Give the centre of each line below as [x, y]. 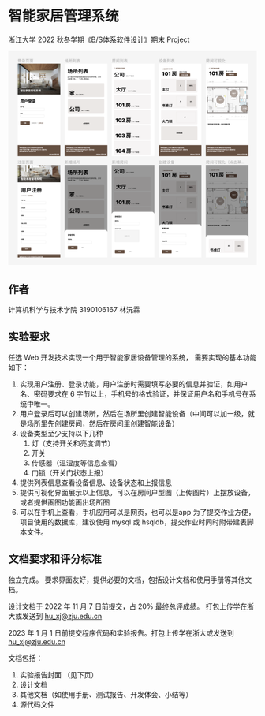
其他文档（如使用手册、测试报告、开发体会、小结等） [106, 694]
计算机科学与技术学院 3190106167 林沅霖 [74, 309]
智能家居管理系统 [64, 16]
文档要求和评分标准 [55, 559]
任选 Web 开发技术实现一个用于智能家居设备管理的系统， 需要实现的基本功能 [132, 357]
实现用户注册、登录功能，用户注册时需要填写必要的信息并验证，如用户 [134, 384]
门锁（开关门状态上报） [69, 472]
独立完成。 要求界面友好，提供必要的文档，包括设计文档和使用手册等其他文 [130, 580]
